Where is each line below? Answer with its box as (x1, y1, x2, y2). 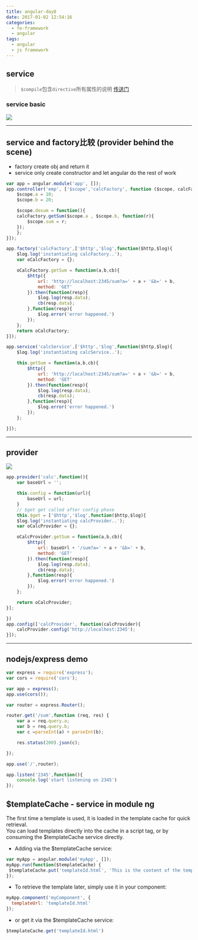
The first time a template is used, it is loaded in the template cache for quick (6, 814, 190, 821)
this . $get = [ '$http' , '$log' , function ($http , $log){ (16, 512, 146, 518)
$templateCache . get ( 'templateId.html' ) (6, 928, 104, 934)
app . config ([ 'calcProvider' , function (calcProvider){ (6, 621, 141, 627)
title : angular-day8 (6, 8, 57, 15)
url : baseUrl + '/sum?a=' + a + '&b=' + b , (37, 545, 146, 551)
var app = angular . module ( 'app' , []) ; (6, 181, 101, 187)
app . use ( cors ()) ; (6, 691, 49, 697)
